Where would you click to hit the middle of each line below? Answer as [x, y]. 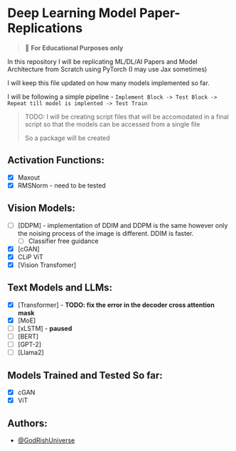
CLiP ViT [31, 256]
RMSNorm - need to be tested [62, 185]
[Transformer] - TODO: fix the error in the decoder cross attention [116, 305]
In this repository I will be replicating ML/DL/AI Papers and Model [102, 61]
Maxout [29, 177]
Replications [45, 28]
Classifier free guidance [63, 241]
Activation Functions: [56, 160]
